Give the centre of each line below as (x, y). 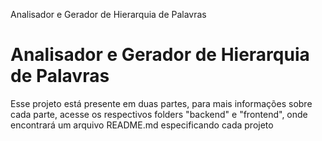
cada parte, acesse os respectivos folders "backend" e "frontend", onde (159, 114)
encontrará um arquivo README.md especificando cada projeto (142, 125)
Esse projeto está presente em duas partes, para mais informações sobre (161, 103)
